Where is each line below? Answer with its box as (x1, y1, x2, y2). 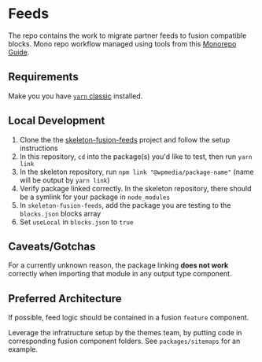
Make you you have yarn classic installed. (8, 91, 143, 101)
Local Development (8, 114, 105, 127)
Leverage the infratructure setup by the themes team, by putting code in (8, 328, 242, 338)
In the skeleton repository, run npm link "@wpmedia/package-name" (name (19, 167, 254, 176)
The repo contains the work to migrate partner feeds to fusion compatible (8, 31, 247, 40)
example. (8, 345, 38, 354)
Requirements (8, 70, 79, 83)
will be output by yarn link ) (19, 175, 110, 185)
